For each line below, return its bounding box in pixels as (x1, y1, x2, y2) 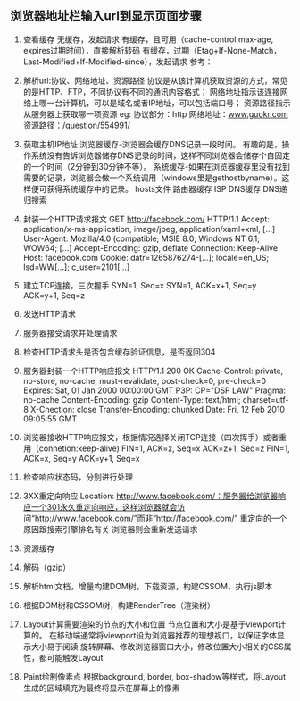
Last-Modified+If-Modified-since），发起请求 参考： (22, 56, 213, 67)
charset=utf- (242, 394, 289, 405)
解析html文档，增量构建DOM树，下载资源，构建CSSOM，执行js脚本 (22, 580, 273, 591)
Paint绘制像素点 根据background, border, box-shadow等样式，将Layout (22, 671, 287, 681)
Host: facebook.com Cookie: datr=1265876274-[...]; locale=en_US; (22, 252, 270, 263)
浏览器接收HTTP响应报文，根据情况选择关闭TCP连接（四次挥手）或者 (22, 431, 279, 442)
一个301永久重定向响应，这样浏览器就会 (30, 501, 178, 512)
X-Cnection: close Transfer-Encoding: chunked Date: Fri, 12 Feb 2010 (30, 404, 285, 414)
